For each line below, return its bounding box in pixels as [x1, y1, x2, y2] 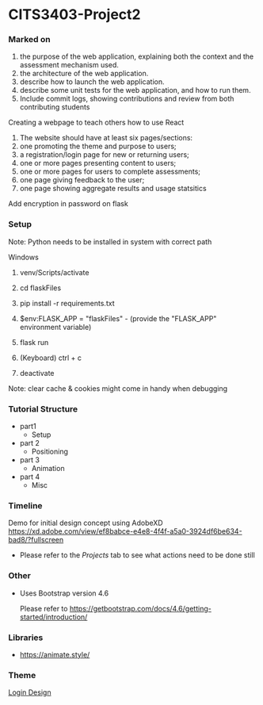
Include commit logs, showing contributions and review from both [19, 94, 234, 104]
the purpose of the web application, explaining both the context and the [19, 52, 254, 61]
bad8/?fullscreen [8, 535, 64, 545]
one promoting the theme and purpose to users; [19, 141, 177, 151]
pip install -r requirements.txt [19, 298, 115, 308]
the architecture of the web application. [19, 69, 149, 79]
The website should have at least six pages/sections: [19, 133, 192, 143]
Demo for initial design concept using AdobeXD [8, 518, 164, 528]
